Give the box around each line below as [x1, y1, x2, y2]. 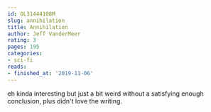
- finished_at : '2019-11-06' [7, 69, 94, 77]
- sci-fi [7, 57, 33, 64]
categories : [7, 50, 43, 57]
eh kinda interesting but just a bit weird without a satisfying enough [7, 89, 204, 98]
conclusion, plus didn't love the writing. [7, 96, 123, 105]
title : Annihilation [7, 23, 69, 30]
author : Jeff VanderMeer [7, 30, 81, 38]
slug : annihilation [7, 17, 65, 24]
